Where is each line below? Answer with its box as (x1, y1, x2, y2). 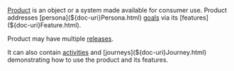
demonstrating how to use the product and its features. (7, 56, 169, 64)
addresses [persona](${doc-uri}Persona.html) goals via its (7, 13, 179, 22)
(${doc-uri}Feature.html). (7, 21, 82, 29)
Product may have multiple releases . (7, 34, 114, 43)
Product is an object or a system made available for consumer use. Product (7, 6, 228, 14)
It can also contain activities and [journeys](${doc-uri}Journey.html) (7, 49, 207, 56)
